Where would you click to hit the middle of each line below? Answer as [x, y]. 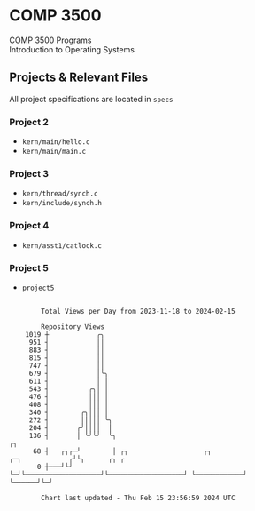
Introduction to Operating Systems [72, 49]
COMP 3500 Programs [50, 40]
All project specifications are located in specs [91, 99]
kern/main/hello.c [56, 142]
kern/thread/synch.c [60, 194]
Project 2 [29, 122]
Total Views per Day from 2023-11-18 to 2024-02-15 [139, 311]
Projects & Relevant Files [79, 78]
